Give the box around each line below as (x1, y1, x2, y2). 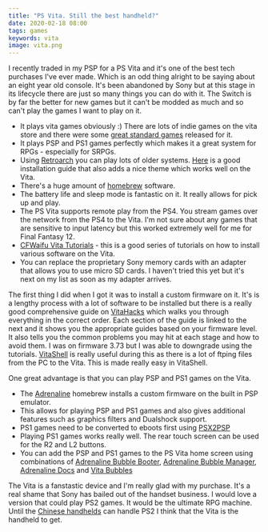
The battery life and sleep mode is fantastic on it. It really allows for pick (19, 190, 258, 199)
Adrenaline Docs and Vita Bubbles (19, 466, 134, 475)
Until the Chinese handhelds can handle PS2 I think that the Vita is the (8, 506, 238, 516)
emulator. (19, 398, 52, 407)
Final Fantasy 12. (19, 232, 75, 242)
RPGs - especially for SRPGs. (19, 147, 117, 157)
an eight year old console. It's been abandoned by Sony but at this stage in (8, 81, 255, 90)
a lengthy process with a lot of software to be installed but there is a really (8, 298, 252, 308)
